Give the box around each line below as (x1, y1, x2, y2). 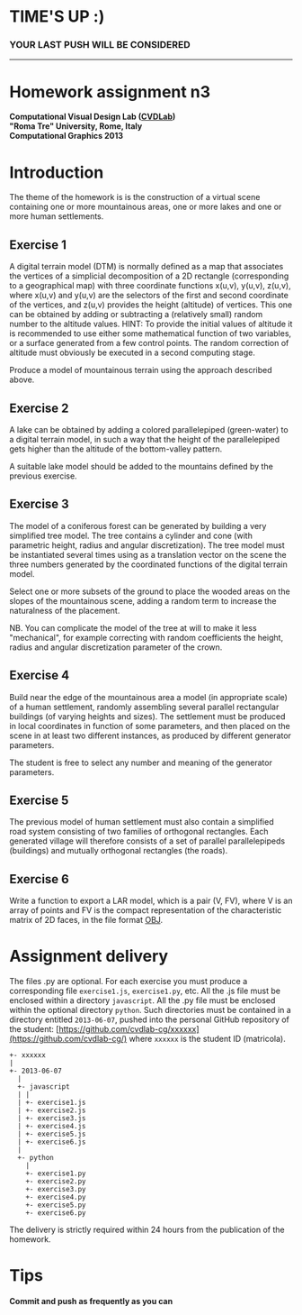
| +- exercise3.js (17, 1114, 87, 1123)
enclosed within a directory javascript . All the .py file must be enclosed (9, 995, 276, 1006)
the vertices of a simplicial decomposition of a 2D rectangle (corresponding (9, 270, 289, 281)
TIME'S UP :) (9, 6, 105, 27)
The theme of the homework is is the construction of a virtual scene (9, 192, 261, 203)
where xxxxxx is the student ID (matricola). (129, 1034, 286, 1045)
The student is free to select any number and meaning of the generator (9, 757, 272, 768)
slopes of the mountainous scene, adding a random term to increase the (9, 595, 277, 606)
